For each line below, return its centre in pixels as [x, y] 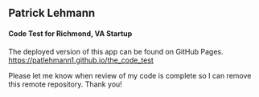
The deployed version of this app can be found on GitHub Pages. [116, 51]
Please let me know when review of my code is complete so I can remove [130, 75]
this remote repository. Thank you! [65, 84]
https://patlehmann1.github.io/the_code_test [81, 60]
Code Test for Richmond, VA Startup [70, 33]
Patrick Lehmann [52, 13]
